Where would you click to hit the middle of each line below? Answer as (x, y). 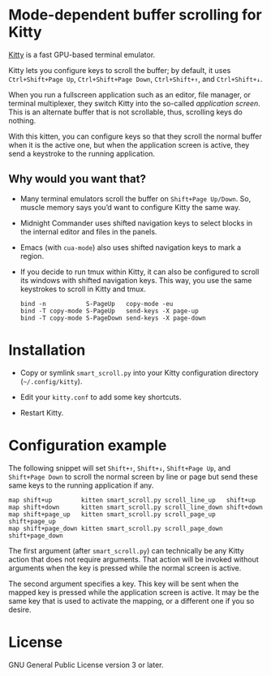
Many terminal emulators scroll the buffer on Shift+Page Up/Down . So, (135, 198)
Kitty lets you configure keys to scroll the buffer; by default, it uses (120, 70)
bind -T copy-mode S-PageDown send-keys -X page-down (113, 318)
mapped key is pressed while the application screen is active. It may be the (134, 592)
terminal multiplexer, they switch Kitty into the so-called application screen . (135, 103)
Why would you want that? (77, 179)
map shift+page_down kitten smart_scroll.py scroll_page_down (116, 528)
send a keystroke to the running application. (82, 153)
